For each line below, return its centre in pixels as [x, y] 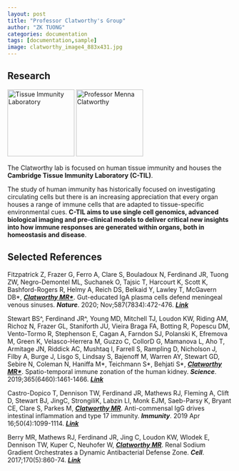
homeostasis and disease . [47, 234]
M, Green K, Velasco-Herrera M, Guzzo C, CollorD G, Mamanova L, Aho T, [116, 341]
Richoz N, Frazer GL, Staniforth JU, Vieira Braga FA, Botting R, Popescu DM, [119, 326]
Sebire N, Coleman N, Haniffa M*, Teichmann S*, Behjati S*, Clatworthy [115, 364]
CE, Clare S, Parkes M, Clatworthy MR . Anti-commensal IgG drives [106, 408]
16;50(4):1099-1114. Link [43, 423]
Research [29, 76]
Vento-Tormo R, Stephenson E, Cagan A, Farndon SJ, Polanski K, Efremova [118, 333]
